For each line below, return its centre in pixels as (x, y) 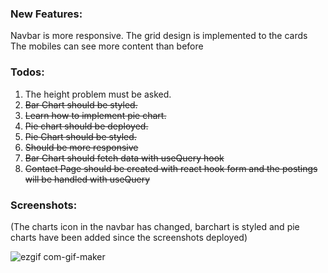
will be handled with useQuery (87, 179)
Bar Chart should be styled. (81, 104)
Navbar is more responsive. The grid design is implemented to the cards (159, 36)
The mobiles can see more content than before (107, 46)
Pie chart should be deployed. (86, 126)
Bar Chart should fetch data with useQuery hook (124, 158)
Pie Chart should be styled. (80, 136)
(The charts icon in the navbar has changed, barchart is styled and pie (155, 226)
